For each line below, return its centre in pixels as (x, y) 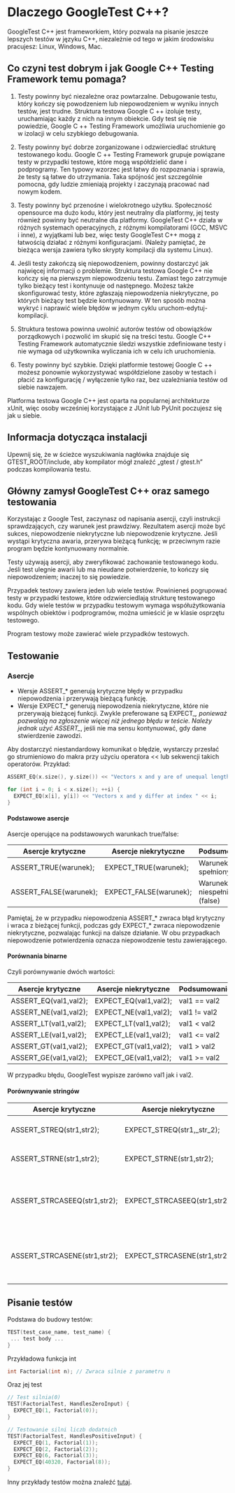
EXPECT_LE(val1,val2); (133, 1035)
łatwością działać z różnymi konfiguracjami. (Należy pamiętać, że (112, 242)
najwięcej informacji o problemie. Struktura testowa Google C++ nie (115, 271)
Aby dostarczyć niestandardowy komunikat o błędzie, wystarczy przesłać (113, 749)
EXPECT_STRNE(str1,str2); (169, 1159)
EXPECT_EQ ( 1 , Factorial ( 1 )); (56, 1443)
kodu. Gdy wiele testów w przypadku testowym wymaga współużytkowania (116, 605)
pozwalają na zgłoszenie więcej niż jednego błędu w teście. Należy (114, 721)
